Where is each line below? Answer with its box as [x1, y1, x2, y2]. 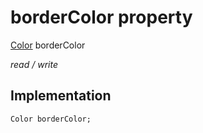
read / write [10, 58, 58, 70]
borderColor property [10, 6, 193, 29]
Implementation [10, 87, 112, 105]
